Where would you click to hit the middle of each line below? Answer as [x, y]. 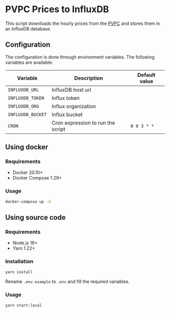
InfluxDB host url [71, 90]
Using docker [27, 147]
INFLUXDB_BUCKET [27, 114]
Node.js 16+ [25, 243]
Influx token [66, 98]
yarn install [19, 272]
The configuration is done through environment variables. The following [80, 57]
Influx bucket [67, 114]
